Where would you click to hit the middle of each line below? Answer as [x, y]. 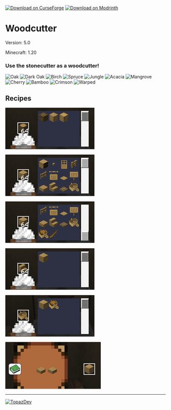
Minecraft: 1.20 [21, 52]
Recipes [18, 98]
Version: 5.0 [18, 42]
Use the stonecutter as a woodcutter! [52, 65]
